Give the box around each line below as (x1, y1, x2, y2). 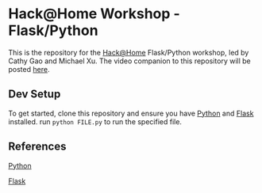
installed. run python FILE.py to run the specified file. (8, 116, 183, 127)
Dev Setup (8, 88, 61, 101)
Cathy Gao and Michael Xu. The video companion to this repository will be (8, 56, 252, 66)
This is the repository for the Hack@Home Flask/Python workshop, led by (8, 47, 249, 57)
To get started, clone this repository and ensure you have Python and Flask (8, 108, 254, 118)
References (8, 140, 67, 153)
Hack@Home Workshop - (8, 5, 180, 23)
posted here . (8, 64, 50, 74)
